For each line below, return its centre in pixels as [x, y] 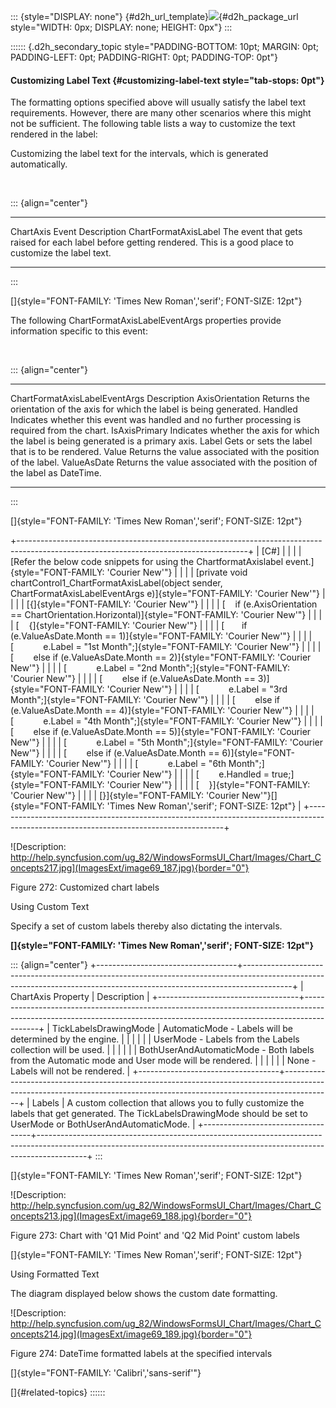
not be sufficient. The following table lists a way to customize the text [153, 124]
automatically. [39, 164]
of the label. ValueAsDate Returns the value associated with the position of [164, 462]
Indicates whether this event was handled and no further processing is [156, 420]
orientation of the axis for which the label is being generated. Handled [154, 409]
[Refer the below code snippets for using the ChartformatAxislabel [147, 562]
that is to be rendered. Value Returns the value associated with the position [165, 452]
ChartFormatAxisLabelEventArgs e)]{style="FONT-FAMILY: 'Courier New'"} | [168, 594]
